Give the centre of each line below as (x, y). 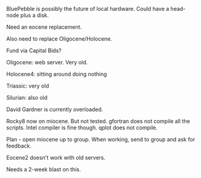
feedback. (19, 146)
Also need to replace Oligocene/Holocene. (59, 39)
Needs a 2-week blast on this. (44, 169)
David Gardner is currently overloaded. (55, 109)
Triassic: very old (28, 86)
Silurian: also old (27, 98)
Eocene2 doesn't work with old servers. (56, 158)
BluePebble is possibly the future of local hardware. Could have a (88, 9)
